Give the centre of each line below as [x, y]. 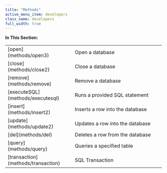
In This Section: [22, 38]
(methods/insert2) [29, 113]
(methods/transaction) [34, 163]
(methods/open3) [28, 56]
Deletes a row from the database [113, 135]
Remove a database [97, 81]
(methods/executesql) [34, 98]
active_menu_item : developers [37, 14]
